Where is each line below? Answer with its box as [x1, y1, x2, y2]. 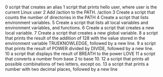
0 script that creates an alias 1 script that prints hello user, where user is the [5, 4, 157, 10]
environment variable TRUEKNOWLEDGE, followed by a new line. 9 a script [5, 40, 156, 46]
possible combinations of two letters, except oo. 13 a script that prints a [5, 61, 149, 67]
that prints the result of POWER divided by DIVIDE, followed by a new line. [5, 46, 154, 51]
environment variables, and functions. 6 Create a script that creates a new [5, 25, 155, 31]
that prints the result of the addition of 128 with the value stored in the [5, 35, 145, 41]
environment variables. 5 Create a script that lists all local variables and [5, 19, 148, 25]
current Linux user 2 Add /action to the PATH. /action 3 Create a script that [5, 9, 155, 15]
